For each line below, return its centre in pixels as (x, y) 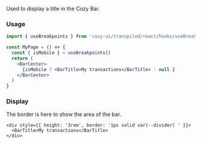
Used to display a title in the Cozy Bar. (53, 9)
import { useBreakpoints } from (46, 36)
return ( (22, 58)
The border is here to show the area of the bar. (64, 114)
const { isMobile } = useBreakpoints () (61, 53)
